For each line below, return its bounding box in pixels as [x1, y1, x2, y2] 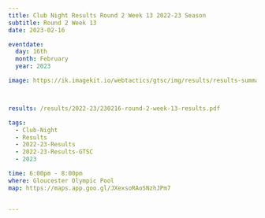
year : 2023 [15, 62, 51, 71]
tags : [8, 119, 26, 127]
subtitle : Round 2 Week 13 [8, 19, 97, 27]
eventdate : [8, 40, 44, 48]
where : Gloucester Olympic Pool [8, 176, 114, 185]
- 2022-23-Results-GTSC [15, 148, 93, 156]
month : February [15, 55, 69, 63]
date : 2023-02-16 [8, 26, 65, 34]
